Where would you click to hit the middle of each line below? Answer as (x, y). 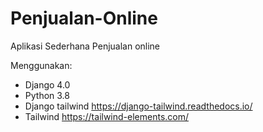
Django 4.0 (47, 84)
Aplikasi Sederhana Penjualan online (85, 46)
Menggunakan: (41, 65)
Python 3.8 (47, 95)
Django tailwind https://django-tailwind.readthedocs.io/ (138, 106)
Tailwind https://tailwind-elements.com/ (107, 116)
